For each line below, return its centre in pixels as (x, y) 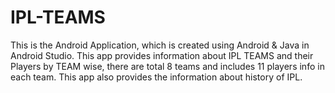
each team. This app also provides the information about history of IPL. (156, 77)
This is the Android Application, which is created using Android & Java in (160, 45)
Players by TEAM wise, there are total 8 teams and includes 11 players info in (167, 66)
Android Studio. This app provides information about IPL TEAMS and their (162, 55)
